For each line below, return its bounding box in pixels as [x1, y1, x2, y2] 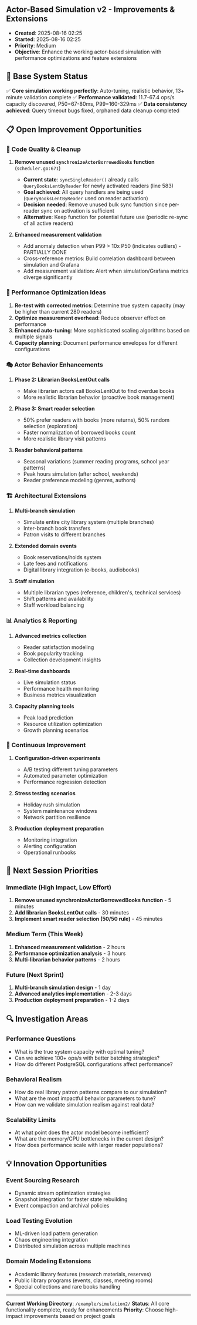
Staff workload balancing [23, 601, 84, 608]
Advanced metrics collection [14, 632, 87, 639]
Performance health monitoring [23, 685, 99, 692]
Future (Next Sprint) [6, 970, 64, 978]
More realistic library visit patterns [23, 435, 107, 442]
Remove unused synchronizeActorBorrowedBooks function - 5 [14, 897, 172, 904]
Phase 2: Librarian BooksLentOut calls [14, 376, 110, 383]
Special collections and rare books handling [14, 1283, 121, 1290]
